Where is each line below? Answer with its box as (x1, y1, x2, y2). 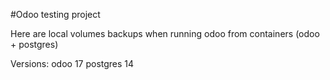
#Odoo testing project (10, 9, 101, 20)
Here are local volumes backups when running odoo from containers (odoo (10, 28, 320, 39)
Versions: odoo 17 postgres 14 (10, 58, 135, 69)
